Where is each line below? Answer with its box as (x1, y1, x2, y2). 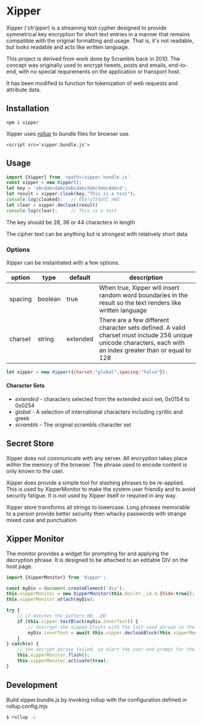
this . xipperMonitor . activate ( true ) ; (17, 658, 109, 664)
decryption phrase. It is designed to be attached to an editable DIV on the (6, 556, 188, 563)
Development (6, 680, 58, 690)
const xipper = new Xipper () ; (6, 180, 82, 186)
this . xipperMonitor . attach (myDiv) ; (6, 596, 96, 602)
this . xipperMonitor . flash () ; (17, 652, 90, 658)
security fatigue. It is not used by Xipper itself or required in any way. (6, 491, 177, 499)
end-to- (168, 62, 188, 69)
